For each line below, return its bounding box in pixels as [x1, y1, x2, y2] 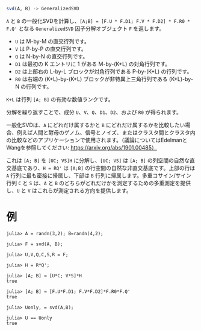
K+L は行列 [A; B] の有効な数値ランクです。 [6, 95, 114, 102]
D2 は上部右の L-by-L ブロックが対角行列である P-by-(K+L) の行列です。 [14, 68, 193, 75]
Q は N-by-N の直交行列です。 [14, 52, 88, 60]
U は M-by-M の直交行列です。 [14, 37, 90, 45]
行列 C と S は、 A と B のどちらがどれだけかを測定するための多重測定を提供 [6, 179, 191, 186]
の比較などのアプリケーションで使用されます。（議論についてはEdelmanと [6, 136, 188, 143]
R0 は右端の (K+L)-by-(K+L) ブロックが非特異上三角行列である [14, 75, 168, 83]
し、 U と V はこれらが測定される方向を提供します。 [6, 187, 132, 194]
